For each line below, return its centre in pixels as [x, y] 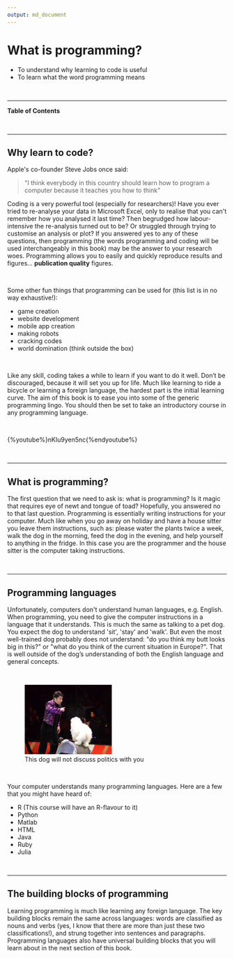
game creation [38, 312]
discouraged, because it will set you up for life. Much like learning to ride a [114, 383]
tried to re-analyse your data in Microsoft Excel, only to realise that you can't [117, 211]
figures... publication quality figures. [60, 263]
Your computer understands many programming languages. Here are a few [115, 786]
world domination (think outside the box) [76, 349]
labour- [200, 219]
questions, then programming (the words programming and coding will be [113, 241]
